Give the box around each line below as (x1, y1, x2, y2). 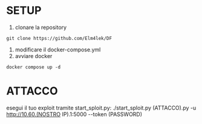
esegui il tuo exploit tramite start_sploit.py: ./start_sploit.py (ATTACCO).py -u (6, 104, 197, 111)
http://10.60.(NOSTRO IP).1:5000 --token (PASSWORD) (6, 110, 143, 118)
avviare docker (15, 52, 53, 59)
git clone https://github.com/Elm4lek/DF (6, 35, 112, 41)
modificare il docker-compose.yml (15, 46, 101, 53)
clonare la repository (15, 24, 67, 31)
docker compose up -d (6, 64, 61, 70)
